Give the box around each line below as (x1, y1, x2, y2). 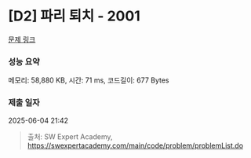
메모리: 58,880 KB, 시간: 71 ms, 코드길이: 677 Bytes (8, 75, 169, 85)
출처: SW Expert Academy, (27, 131, 113, 141)
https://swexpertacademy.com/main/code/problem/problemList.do (27, 141, 244, 150)
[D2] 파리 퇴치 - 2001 (8, 7, 141, 25)
